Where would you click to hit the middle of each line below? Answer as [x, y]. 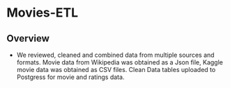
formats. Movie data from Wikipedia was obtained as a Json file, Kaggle [120, 62]
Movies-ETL [43, 13]
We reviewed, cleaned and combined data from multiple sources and [115, 55]
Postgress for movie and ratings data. [70, 77]
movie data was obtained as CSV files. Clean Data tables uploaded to [116, 70]
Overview [28, 38]
